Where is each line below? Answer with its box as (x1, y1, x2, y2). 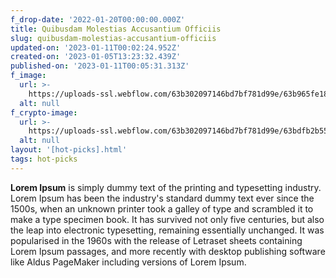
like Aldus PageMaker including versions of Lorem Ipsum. (10, 256, 247, 268)
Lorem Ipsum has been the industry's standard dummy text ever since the (10, 192, 315, 204)
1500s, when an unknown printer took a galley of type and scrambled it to (10, 202, 314, 215)
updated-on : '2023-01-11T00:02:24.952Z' (10, 42, 182, 53)
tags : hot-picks (10, 154, 78, 164)
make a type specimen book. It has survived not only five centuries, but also (10, 213, 325, 225)
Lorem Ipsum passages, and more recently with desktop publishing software (10, 245, 326, 257)
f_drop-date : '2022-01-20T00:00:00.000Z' (10, 14, 186, 25)
